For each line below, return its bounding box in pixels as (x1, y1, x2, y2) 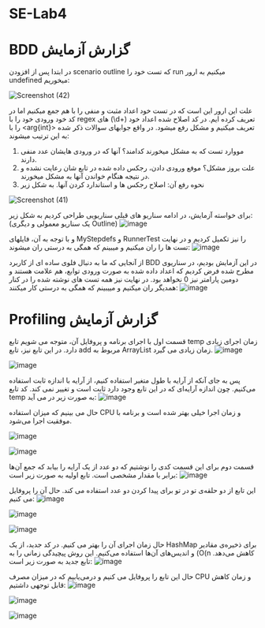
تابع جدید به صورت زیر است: (9, 557, 93, 566)
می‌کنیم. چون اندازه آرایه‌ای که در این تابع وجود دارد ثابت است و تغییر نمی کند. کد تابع (9, 384, 256, 394)
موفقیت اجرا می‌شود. (9, 416, 72, 426)
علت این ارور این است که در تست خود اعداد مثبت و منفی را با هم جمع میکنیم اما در (9, 106, 253, 115)
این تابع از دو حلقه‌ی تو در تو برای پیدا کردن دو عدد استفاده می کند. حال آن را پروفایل (9, 486, 256, 495)
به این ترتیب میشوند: (9, 131, 69, 140)
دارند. (20, 155, 37, 164)
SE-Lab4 (9, 5, 68, 23)
